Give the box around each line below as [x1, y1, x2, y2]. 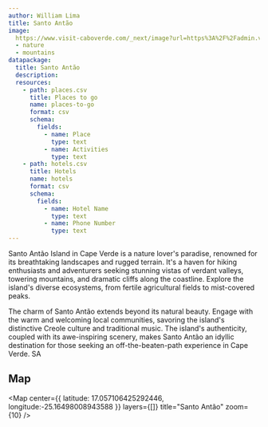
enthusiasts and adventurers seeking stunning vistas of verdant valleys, [8, 266, 244, 275]
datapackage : [8, 57, 52, 65]
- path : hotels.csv [22, 160, 88, 168]
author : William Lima [8, 11, 81, 20]
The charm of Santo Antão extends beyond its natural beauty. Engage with [8, 306, 254, 316]
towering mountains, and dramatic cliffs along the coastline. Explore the [8, 275, 244, 283]
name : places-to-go [29, 101, 94, 109]
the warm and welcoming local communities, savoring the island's [8, 315, 225, 324]
